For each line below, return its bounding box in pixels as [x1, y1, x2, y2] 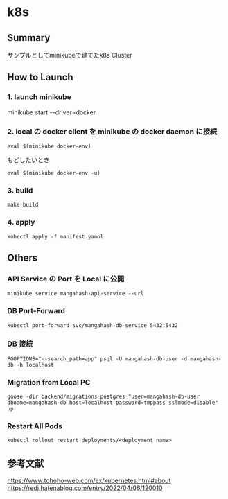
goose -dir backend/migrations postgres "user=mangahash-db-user [7, 393, 200, 401]
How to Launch [7, 71, 74, 83]
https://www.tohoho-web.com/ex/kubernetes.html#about [7, 476, 171, 485]
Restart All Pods [7, 421, 62, 431]
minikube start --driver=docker [7, 108, 96, 116]
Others [7, 252, 38, 263]
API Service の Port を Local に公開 [7, 274, 125, 283]
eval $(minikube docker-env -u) [7, 169, 100, 177]
